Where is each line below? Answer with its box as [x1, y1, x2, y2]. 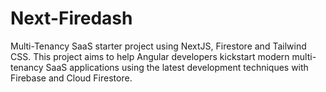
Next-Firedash [10, 7, 133, 30]
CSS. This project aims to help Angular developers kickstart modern [10, 50, 290, 62]
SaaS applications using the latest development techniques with [45, 61, 309, 73]
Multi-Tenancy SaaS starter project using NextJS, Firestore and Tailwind [10, 40, 307, 52]
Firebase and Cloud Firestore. [10, 72, 133, 84]
